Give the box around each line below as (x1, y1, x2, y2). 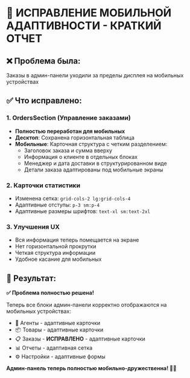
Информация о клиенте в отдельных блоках (24, 153, 138, 160)
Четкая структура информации (14, 249, 95, 257)
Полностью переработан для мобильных (14, 127, 125, 135)
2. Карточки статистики (6, 181, 80, 190)
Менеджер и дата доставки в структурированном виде (24, 159, 167, 167)
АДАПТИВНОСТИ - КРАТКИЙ (6, 19, 162, 33)
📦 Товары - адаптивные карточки (14, 326, 104, 333)
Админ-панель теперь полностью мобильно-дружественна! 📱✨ (6, 365, 177, 372)
